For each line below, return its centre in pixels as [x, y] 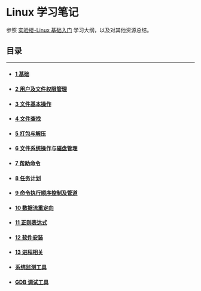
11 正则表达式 [31, 223]
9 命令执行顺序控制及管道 [46, 193]
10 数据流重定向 [34, 208]
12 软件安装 [29, 237]
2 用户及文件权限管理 [41, 89]
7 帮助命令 [28, 163]
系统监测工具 [31, 267]
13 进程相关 [29, 252]
